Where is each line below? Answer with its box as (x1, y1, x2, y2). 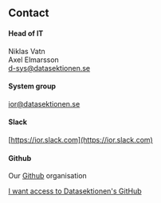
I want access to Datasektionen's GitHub (8, 186, 142, 196)
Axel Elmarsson (8, 55, 60, 64)
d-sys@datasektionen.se (8, 63, 91, 72)
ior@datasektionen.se (8, 99, 80, 108)
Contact (8, 6, 49, 20)
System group (8, 81, 57, 91)
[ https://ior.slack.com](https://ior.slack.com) (8, 135, 153, 144)
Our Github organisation (8, 171, 88, 181)
